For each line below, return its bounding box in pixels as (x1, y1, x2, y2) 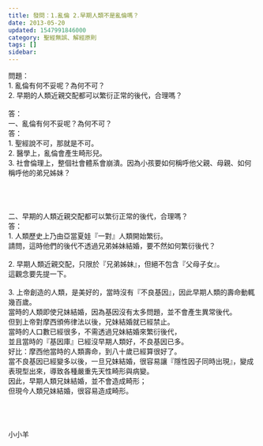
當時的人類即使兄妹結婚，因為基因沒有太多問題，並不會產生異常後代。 (8, 307, 237, 317)
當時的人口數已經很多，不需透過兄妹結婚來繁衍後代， (8, 327, 182, 336)
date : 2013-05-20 (8, 19, 66, 27)
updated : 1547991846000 (8, 26, 87, 34)
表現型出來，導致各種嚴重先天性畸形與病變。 (8, 366, 154, 376)
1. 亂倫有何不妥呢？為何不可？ (8, 81, 105, 90)
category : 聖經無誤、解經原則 (8, 33, 97, 42)
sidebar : (8, 48, 37, 56)
